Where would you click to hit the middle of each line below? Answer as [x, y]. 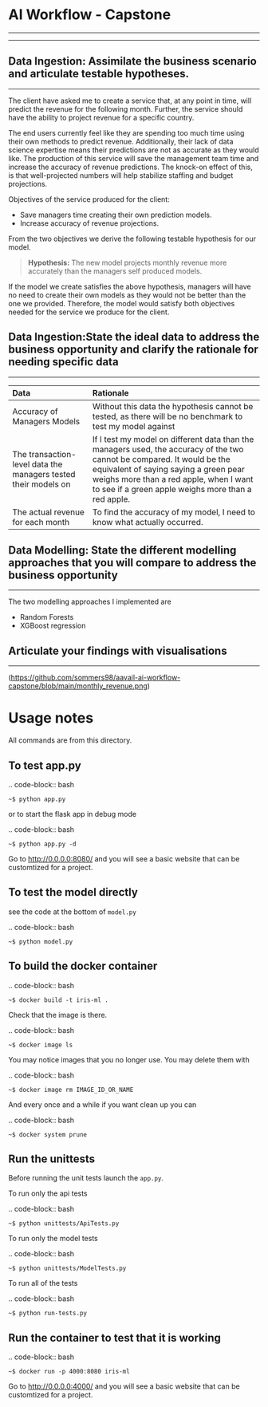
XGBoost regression [53, 626]
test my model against [134, 426]
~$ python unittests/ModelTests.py [67, 1269]
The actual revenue [49, 512]
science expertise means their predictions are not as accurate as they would [134, 150]
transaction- [53, 454]
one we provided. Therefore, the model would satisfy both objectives [122, 303]
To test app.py [45, 765]
